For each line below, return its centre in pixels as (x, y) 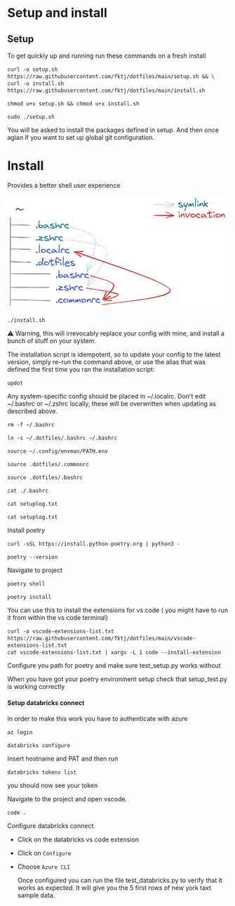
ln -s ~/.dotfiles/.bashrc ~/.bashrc (62, 438)
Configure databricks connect (51, 826)
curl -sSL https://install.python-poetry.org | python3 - (94, 544)
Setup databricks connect (46, 703)
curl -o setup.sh (33, 70)
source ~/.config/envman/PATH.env (58, 451)
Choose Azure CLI (44, 867)
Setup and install (57, 13)
